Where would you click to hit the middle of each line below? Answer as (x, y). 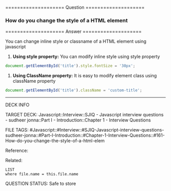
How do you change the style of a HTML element (67, 20)
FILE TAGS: (17, 130)
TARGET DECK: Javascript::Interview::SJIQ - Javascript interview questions (84, 115)
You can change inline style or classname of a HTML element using (76, 41)
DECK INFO (17, 105)
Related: (14, 161)
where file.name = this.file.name (42, 174)
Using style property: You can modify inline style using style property (86, 57)
